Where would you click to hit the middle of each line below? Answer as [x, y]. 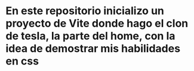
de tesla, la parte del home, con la [90, 36]
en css [22, 61]
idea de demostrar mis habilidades [93, 49]
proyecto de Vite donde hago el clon [97, 23]
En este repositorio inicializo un [85, 11]
